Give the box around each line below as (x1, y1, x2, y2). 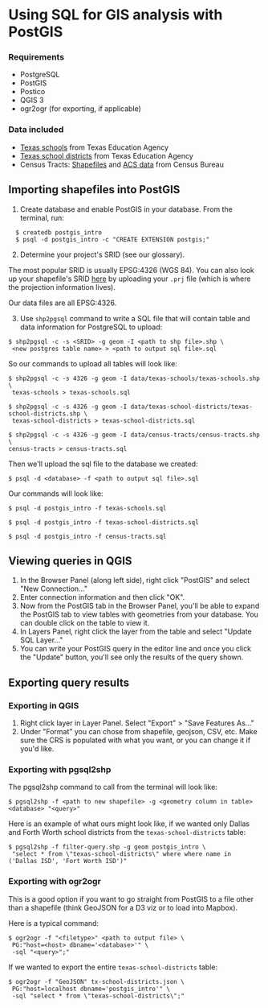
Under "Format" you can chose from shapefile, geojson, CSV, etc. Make (19, 727, 258, 737)
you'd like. (19, 744, 55, 754)
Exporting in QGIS (8, 700, 79, 711)
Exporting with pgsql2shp (8, 764, 112, 775)
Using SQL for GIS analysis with (8, 6, 223, 24)
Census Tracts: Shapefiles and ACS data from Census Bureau (19, 159, 225, 169)
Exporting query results (8, 675, 130, 689)
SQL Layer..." (19, 635, 63, 645)
